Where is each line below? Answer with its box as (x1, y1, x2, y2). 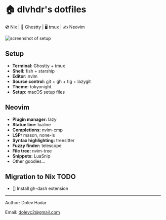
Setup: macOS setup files (12, 89, 65, 95)
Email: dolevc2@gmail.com (5, 209, 60, 215)
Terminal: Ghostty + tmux (12, 63, 65, 69)
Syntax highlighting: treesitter (12, 137, 75, 143)
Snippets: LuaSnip (12, 153, 51, 159)
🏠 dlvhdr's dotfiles (5, 4, 86, 15)
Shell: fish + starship (12, 68, 55, 74)
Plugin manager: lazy (12, 116, 57, 122)
